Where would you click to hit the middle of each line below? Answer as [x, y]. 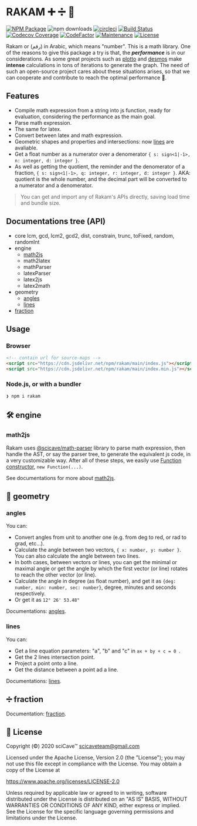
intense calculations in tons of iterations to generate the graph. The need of [98, 65]
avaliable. [26, 148]
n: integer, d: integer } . [47, 160]
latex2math [37, 285]
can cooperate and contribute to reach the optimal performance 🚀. [86, 77]
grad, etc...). [29, 544]
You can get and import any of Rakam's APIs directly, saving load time [105, 196]
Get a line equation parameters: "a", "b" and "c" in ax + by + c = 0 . [97, 651]
